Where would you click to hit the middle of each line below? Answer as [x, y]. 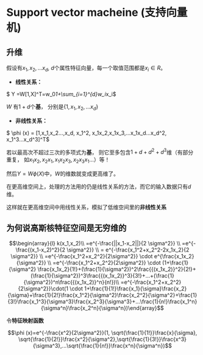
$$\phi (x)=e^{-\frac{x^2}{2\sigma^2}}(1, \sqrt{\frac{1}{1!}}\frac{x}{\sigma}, [102, 332]
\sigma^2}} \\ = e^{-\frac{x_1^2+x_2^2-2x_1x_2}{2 [128, 250]
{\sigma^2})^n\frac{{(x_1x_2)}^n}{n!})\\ [71, 282]
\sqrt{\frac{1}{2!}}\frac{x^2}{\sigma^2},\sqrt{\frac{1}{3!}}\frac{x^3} [102, 339]
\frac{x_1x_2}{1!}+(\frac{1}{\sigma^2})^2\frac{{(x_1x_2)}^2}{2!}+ [117, 269]
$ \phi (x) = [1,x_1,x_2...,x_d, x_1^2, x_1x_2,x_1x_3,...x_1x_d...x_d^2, [87, 133]
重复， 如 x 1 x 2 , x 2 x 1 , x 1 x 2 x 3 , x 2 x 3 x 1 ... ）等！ [58, 160]
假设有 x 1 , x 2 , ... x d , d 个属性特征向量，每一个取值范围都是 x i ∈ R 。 [86, 69]
